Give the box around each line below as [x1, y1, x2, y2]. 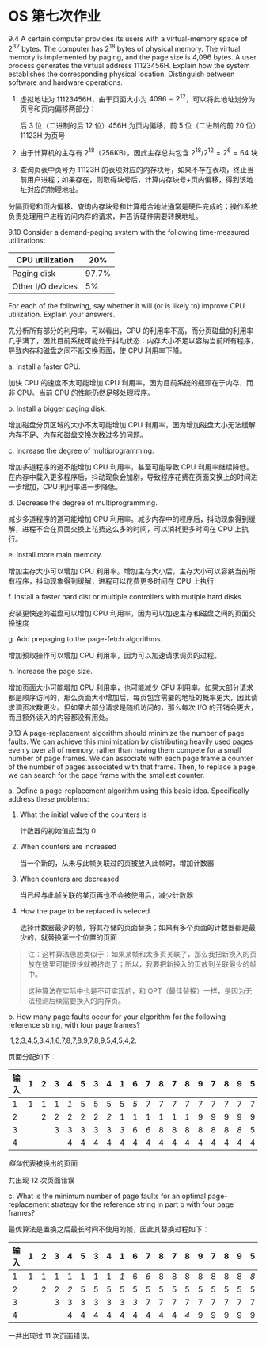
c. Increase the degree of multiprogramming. [8, 446, 154, 455]
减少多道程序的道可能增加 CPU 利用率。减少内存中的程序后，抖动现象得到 [8, 514, 249, 523]
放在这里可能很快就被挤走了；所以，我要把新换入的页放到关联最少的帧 [27, 959, 257, 968]
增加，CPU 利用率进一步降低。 [21, 481, 123, 492]
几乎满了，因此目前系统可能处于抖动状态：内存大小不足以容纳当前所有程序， [8, 335, 258, 345]
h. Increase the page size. [8, 666, 93, 676]
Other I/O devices [12, 281, 78, 292]
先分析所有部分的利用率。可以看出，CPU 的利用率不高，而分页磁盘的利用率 [8, 326, 254, 335]
